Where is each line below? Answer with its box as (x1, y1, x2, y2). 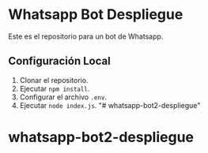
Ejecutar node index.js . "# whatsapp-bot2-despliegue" (19, 100, 201, 110)
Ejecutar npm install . (19, 84, 90, 93)
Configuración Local (8, 54, 111, 68)
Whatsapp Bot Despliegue (8, 6, 183, 24)
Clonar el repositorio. (19, 75, 89, 84)
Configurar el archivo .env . (19, 92, 108, 102)
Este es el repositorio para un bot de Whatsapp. (8, 32, 164, 41)
